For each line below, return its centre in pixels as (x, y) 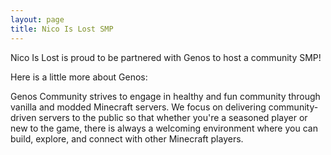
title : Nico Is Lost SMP (62, 29)
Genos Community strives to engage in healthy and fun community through (165, 96)
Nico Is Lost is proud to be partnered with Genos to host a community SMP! (166, 57)
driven (23, 117)
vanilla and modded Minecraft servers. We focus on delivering (138, 107)
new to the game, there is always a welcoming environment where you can (164, 128)
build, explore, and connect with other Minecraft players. (127, 138)
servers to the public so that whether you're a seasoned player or (173, 117)
